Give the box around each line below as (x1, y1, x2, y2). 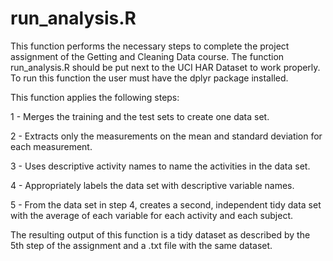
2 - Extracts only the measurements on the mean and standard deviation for (10, 130, 323, 142)
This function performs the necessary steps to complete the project (10, 40, 290, 52)
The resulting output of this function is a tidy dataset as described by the (10, 228, 311, 241)
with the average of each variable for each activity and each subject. (10, 209, 294, 221)
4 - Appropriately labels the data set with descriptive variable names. (10, 179, 295, 191)
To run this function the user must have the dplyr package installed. (10, 72, 289, 84)
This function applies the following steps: (10, 91, 180, 103)
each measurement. (10, 140, 93, 152)
